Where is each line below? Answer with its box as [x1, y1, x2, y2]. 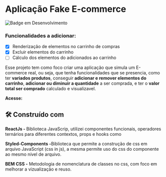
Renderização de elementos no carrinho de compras [12, 44, 120, 50]
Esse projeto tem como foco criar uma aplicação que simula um [5, 64, 135, 70]
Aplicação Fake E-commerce [5, 3, 126, 15]
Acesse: [5, 95, 23, 101]
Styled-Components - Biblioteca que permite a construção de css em [5, 141, 148, 147]
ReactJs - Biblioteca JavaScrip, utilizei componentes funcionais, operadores [5, 126, 162, 132]
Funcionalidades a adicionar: [5, 32, 76, 39]
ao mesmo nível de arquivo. [5, 151, 62, 157]
